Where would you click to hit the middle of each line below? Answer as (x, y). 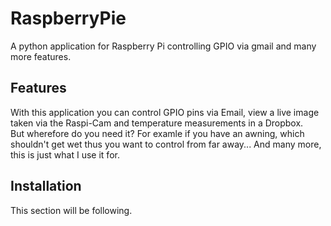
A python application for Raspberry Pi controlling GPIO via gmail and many (163, 46)
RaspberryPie (68, 18)
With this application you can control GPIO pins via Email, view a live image (165, 112)
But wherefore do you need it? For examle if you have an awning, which (157, 133)
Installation (46, 186)
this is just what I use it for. (65, 154)
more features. (41, 56)
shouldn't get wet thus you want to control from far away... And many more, (166, 144)
